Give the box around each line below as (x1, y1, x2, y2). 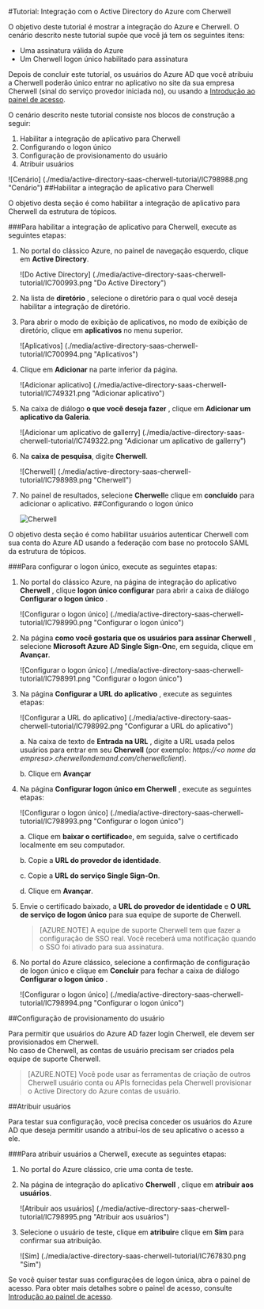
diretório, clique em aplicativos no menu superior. (19, 326, 183, 335)
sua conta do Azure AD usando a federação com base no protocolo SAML (8, 538, 250, 548)
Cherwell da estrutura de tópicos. (8, 207, 117, 216)
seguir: (8, 119, 32, 128)
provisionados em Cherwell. (8, 1037, 100, 1047)
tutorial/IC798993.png (19, 816, 92, 826)
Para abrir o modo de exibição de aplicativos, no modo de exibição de (19, 317, 247, 326)
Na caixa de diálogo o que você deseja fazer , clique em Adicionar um (19, 404, 251, 413)
